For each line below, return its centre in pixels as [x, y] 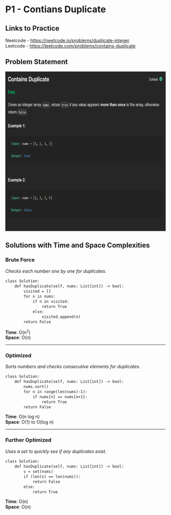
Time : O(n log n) [22, 416]
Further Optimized [28, 440]
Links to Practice [32, 28]
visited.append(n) [61, 317]
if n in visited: [51, 301]
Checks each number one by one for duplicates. [56, 271]
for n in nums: [40, 296]
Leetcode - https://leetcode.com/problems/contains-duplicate [70, 46]
